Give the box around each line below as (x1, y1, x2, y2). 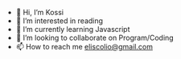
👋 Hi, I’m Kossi (15, 8, 64, 17)
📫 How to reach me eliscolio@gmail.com (15, 42, 153, 51)
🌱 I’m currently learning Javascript (15, 25, 130, 33)
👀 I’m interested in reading (15, 16, 103, 26)
